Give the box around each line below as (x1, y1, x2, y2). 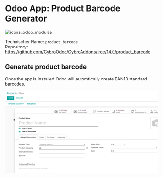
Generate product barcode (5, 63, 87, 71)
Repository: (5, 44, 28, 49)
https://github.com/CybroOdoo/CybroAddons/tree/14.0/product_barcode (5, 49, 151, 55)
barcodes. (5, 81, 26, 87)
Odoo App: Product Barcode (5, 3, 121, 14)
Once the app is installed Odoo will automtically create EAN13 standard (5, 76, 147, 81)
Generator (5, 13, 47, 24)
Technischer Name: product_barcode (5, 38, 78, 44)
